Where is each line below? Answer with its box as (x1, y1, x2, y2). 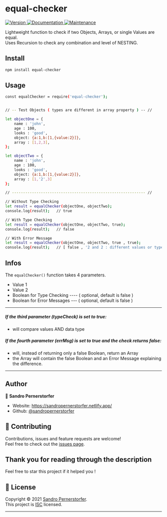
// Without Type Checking (5, 199, 59, 204)
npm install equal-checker (5, 67, 61, 72)
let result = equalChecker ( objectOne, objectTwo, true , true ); (5, 240, 141, 246)
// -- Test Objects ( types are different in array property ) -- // (5, 108, 153, 113)
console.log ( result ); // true (5, 209, 72, 214)
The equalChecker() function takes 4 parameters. (5, 272, 106, 278)
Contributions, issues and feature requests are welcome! (5, 435, 121, 441)
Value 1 (12, 282, 27, 287)
